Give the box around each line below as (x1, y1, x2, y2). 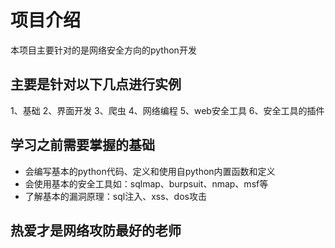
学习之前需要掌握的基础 (10, 137, 155, 154)
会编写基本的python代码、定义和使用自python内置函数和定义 (24, 165, 276, 177)
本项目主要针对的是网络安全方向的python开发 (10, 44, 197, 56)
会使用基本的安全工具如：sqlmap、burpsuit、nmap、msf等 (24, 177, 269, 190)
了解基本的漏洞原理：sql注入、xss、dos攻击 (24, 190, 207, 202)
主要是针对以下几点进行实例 (10, 76, 182, 93)
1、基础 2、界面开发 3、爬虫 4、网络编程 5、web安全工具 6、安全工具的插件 (10, 104, 325, 116)
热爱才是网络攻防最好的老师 (10, 222, 182, 239)
